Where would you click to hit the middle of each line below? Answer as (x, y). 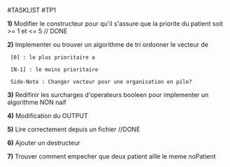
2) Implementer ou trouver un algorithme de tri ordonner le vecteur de (108, 44)
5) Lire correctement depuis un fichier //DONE (74, 129)
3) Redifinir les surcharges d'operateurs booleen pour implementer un (108, 95)
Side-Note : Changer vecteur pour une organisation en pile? (101, 82)
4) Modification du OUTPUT (48, 116)
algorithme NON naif (37, 102)
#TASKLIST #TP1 (31, 10)
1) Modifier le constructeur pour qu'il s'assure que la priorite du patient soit (115, 23)
